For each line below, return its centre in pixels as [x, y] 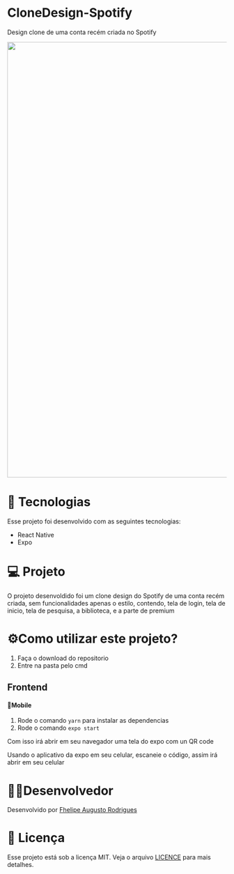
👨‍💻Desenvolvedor [60, 791]
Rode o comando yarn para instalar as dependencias [93, 721]
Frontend [28, 688]
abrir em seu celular [36, 762]
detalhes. [21, 865]
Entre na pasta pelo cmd [52, 665]
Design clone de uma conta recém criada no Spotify [82, 32]
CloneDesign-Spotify [70, 13]
